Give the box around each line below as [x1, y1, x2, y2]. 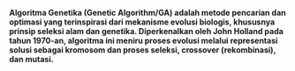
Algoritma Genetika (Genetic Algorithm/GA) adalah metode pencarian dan [9, 8, 287, 18]
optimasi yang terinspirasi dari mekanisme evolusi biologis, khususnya [9, 17, 276, 27]
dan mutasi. [9, 54, 55, 64]
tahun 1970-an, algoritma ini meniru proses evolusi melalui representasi [9, 35, 278, 46]
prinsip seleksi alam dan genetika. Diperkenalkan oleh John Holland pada [9, 26, 284, 36]
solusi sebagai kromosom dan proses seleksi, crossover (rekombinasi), [9, 45, 276, 55]
